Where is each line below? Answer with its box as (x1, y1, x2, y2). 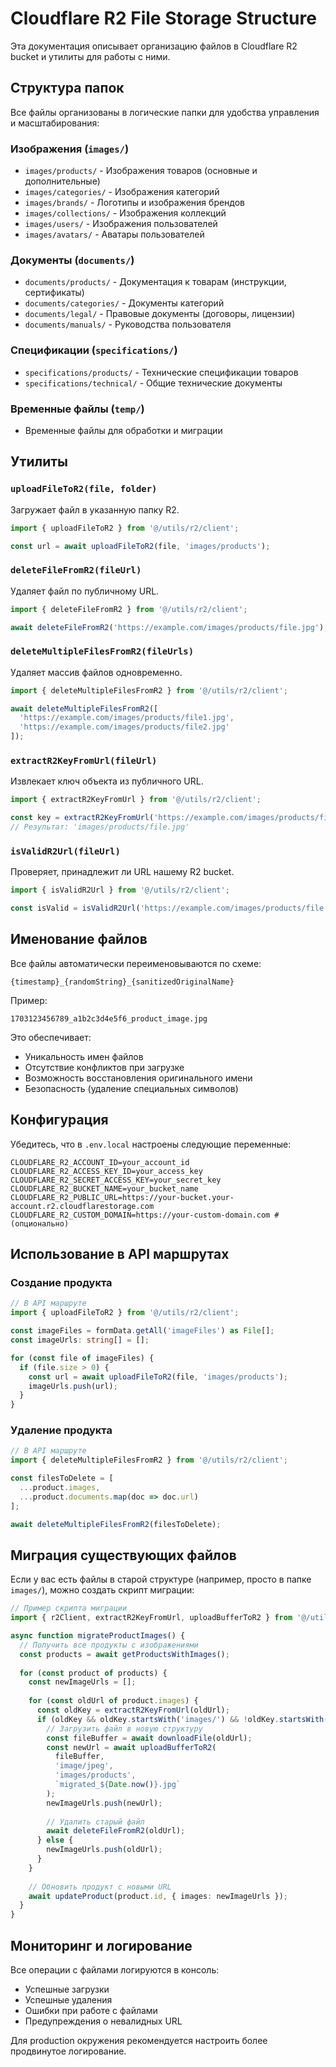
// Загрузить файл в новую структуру (46, 1723, 203, 1734)
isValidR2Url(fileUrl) (10, 845, 121, 857)
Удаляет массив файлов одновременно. (10, 666, 183, 678)
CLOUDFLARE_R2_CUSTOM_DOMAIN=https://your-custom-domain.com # (10, 1210, 280, 1220)
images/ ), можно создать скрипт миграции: (10, 1584, 195, 1596)
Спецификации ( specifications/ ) (10, 343, 178, 357)
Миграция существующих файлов (10, 1547, 237, 1564)
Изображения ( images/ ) (10, 142, 130, 156)
